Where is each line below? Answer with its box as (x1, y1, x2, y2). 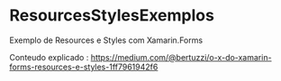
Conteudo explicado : (9, 52, 89, 62)
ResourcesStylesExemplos (9, 5, 214, 26)
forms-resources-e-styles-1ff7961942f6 (9, 61, 159, 72)
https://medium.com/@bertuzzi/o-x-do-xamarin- (90, 52, 272, 62)
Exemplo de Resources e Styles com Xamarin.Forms (9, 35, 204, 45)
